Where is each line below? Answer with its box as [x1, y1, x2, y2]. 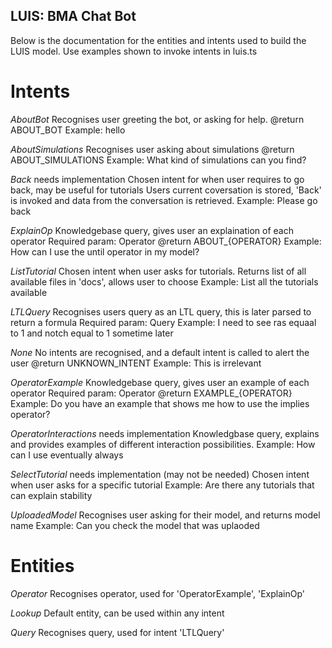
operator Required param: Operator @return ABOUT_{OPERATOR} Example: [10, 235, 322, 247]
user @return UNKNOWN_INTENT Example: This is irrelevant [10, 357, 262, 369]
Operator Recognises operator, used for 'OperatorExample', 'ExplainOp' [10, 587, 305, 599]
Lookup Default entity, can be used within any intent [10, 607, 225, 619]
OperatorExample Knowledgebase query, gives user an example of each [10, 376, 310, 388]
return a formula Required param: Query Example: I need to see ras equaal [10, 316, 317, 328]
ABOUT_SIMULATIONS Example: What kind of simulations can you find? [10, 154, 307, 166]
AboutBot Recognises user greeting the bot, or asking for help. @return [10, 113, 305, 125]
